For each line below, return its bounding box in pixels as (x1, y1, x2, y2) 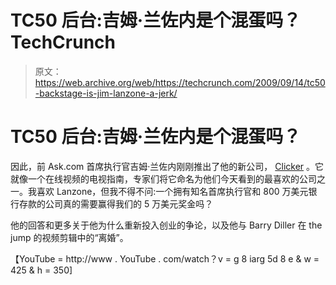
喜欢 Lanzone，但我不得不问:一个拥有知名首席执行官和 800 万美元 (36, 185, 309, 197)
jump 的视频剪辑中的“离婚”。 (10, 231, 129, 243)
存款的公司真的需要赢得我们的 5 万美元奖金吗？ (18, 197, 214, 210)
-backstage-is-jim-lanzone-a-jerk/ (34, 87, 178, 99)
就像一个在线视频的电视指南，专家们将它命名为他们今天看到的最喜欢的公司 (10, 172, 317, 185)
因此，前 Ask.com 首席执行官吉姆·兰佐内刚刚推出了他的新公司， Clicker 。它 (10, 160, 325, 172)
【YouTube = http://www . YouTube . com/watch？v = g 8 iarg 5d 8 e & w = (10, 252, 320, 265)
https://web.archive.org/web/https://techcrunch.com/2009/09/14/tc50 (34, 76, 326, 88)
